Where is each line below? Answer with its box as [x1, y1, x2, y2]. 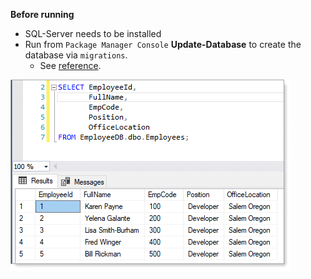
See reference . [39, 60, 102, 71]
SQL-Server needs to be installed [24, 28, 162, 39]
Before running [10, 9, 75, 20]
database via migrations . [24, 49, 128, 61]
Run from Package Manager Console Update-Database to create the [24, 39, 302, 50]
